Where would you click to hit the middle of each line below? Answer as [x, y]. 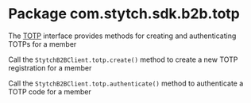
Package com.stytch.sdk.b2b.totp [124, 14]
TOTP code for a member [50, 91]
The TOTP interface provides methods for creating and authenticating [122, 36]
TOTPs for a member [42, 44]
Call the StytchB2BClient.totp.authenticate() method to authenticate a [126, 83]
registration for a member [50, 67]
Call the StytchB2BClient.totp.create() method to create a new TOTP [123, 59]
